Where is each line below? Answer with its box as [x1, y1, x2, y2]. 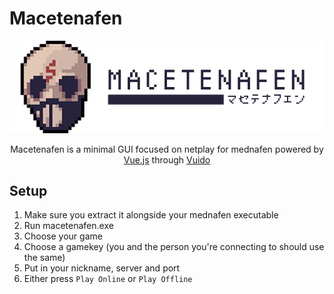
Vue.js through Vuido [123, 153, 211, 166]
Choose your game [23, 230, 103, 242]
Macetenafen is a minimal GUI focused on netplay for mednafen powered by [10, 143, 324, 155]
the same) [23, 252, 66, 264]
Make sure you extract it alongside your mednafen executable [23, 209, 279, 221]
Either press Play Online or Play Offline [23, 273, 193, 285]
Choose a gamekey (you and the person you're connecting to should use [23, 241, 325, 253]
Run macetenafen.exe [23, 220, 114, 232]
